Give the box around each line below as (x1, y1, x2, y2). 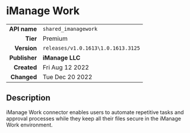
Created (14, 63, 37, 72)
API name (9, 25, 37, 33)
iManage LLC (42, 53, 81, 61)
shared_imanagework (42, 25, 98, 32)
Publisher (9, 53, 37, 61)
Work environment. (6, 121, 53, 128)
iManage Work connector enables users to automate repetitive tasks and (6, 108, 184, 116)
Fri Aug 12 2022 (42, 63, 89, 72)
